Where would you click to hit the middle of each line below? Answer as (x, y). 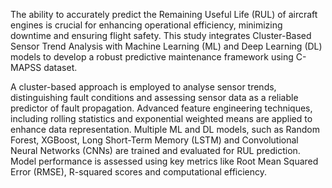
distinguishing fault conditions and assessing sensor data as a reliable (154, 97)
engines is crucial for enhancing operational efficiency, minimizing (146, 25)
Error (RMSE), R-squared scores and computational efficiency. (139, 172)
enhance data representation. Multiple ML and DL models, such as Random (165, 129)
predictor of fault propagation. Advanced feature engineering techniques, (161, 108)
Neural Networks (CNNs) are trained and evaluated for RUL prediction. (155, 150)
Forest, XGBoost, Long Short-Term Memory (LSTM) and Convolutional (154, 140)
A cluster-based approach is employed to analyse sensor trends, (143, 87)
